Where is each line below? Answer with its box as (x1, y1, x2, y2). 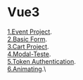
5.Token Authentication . (7, 57, 76, 65)
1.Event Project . (7, 27, 53, 36)
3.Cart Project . (7, 42, 49, 51)
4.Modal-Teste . (7, 50, 51, 58)
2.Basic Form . (7, 34, 48, 43)
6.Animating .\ (7, 65, 46, 73)
